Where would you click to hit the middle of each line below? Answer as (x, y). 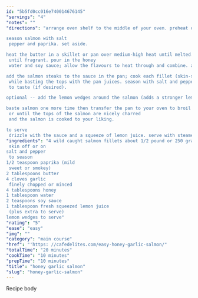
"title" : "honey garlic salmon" (46, 266)
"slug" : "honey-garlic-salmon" (44, 272)
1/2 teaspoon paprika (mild (41, 163)
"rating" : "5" (24, 223)
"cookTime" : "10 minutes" (38, 256)
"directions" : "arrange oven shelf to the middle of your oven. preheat (97, 28)
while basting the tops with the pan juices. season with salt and (93, 82)
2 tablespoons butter (33, 173)
